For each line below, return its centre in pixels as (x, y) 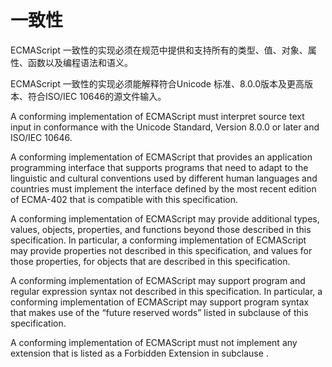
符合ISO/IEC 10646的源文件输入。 (97, 96)
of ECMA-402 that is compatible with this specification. (124, 199)
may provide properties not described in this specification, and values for (161, 250)
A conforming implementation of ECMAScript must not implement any (154, 342)
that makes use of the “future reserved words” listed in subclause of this (159, 312)
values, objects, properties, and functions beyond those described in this (161, 229)
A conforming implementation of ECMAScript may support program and (158, 280)
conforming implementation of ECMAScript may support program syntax (160, 302)
